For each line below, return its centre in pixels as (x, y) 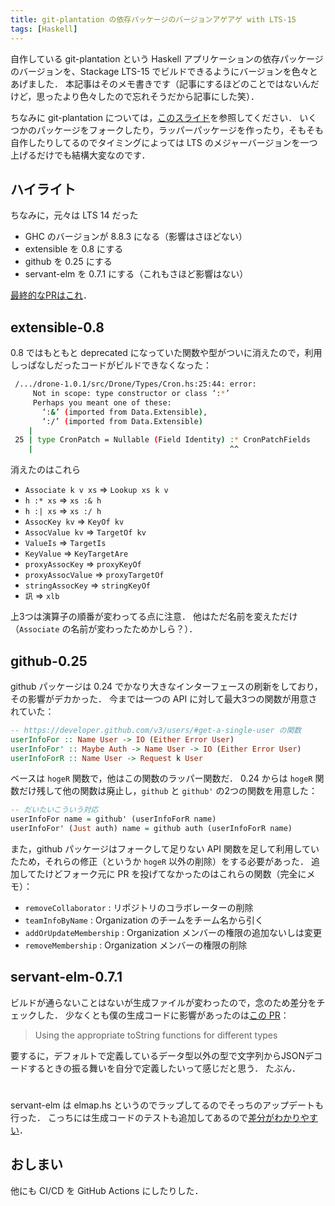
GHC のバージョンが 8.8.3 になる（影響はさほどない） (136, 237)
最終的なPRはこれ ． (51, 295)
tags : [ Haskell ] (44, 29)
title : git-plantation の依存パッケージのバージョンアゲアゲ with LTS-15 (153, 19)
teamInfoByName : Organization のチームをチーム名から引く (144, 920)
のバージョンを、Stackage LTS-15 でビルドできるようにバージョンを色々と (164, 71)
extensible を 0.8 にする (74, 249)
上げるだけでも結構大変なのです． (80, 155)
